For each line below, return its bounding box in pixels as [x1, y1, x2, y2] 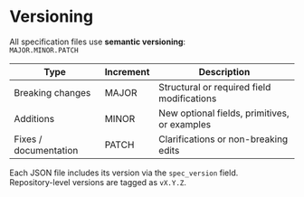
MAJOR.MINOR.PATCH [9, 45, 79, 55]
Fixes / [14, 133, 43, 145]
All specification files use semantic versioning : [9, 36, 186, 47]
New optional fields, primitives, [157, 107, 290, 119]
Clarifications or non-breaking [157, 133, 289, 145]
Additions [14, 112, 55, 125]
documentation [14, 144, 79, 156]
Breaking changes [14, 86, 91, 98]
